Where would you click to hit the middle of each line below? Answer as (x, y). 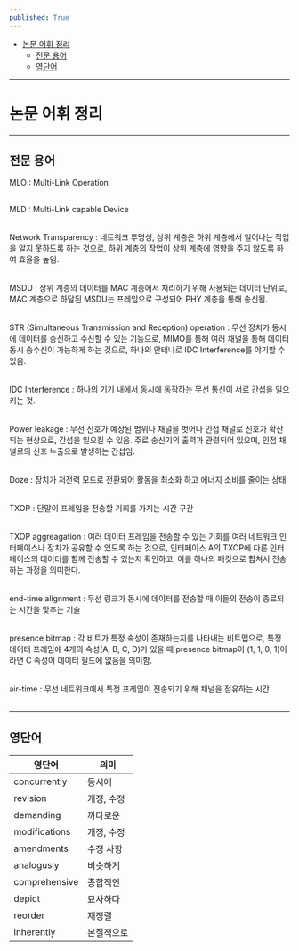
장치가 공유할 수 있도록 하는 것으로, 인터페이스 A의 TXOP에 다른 (158, 548)
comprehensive (46, 882)
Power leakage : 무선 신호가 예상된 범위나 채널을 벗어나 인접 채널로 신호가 (138, 429)
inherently (35, 932)
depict (27, 899)
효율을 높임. (39, 260)
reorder (29, 915)
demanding (37, 815)
